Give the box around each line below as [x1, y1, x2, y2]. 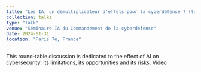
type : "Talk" [6, 20, 39, 26]
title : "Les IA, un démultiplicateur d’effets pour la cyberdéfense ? [6, 8, 186, 15]
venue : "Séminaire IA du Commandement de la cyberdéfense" [6, 25, 157, 32]
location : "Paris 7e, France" [6, 36, 82, 42]
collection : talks [6, 14, 52, 20]
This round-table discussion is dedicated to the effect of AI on [6, 53, 160, 60]
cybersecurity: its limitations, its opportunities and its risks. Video [6, 59, 167, 66]
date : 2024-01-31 [6, 31, 50, 37]
